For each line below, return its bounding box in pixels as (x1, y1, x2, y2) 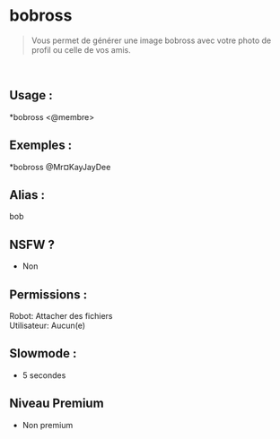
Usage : (9, 88, 54, 103)
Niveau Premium (9, 396, 105, 411)
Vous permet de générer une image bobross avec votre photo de (31, 35, 272, 46)
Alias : (9, 187, 45, 202)
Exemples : (9, 138, 73, 153)
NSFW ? (9, 237, 56, 252)
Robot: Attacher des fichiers (9, 311, 113, 321)
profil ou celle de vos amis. (31, 44, 132, 55)
